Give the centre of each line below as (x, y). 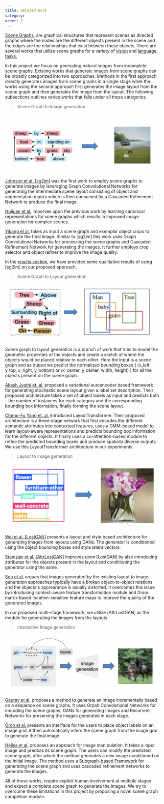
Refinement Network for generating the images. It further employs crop (77, 247)
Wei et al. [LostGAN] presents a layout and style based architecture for (76, 537)
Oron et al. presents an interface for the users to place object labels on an (80, 725)
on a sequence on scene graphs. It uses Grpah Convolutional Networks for (81, 705)
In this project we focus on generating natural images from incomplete (76, 66)
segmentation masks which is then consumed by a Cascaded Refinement (79, 197)
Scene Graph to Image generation (51, 107)
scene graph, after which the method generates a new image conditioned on (82, 756)
